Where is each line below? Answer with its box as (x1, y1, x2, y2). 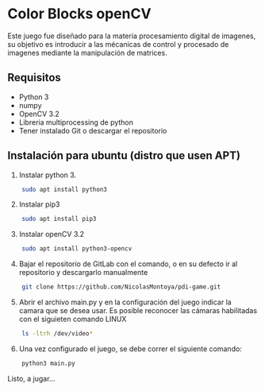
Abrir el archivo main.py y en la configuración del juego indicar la (18, 297, 232, 307)
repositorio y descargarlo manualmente (18, 268, 148, 277)
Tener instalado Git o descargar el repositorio (18, 126, 167, 135)
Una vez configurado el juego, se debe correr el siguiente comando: (18, 343, 243, 354)
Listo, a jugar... (7, 374, 56, 383)
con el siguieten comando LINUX (18, 315, 127, 324)
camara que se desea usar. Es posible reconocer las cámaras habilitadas (18, 306, 258, 316)
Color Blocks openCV (7, 5, 152, 23)
